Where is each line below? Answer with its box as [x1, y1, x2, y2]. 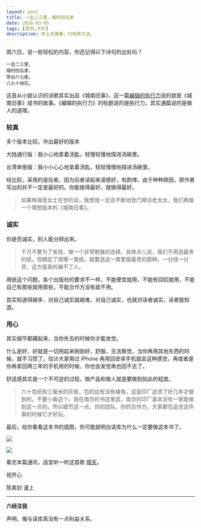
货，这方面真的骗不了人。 [20, 263, 84, 270]
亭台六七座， [6, 74, 33, 80]
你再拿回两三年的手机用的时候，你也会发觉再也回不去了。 [6, 362, 148, 370]
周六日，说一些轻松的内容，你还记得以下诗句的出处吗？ [6, 49, 142, 56]
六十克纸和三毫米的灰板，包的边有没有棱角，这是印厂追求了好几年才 [20, 388, 189, 395]
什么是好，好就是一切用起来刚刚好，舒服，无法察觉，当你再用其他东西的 [6, 347, 184, 355]
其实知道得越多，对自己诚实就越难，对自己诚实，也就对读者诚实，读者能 [6, 296, 184, 303]
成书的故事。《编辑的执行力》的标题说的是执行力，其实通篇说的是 [26, 100, 187, 107]
